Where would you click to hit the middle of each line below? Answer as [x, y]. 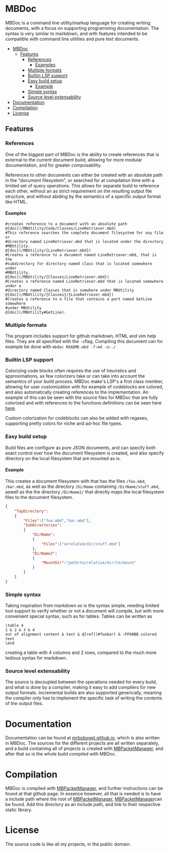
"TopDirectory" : [32, 511]
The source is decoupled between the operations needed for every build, [81, 682]
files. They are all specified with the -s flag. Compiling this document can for [84, 341]
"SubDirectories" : [43, 525]
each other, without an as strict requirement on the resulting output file [79, 191]
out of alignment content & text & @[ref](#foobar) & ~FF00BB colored [81, 634]
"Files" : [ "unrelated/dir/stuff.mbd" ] [81, 544]
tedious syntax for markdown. [36, 658]
